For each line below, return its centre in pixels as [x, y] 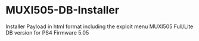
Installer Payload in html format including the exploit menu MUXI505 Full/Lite [99, 26]
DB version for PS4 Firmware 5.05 [47, 32]
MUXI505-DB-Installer [63, 10]
